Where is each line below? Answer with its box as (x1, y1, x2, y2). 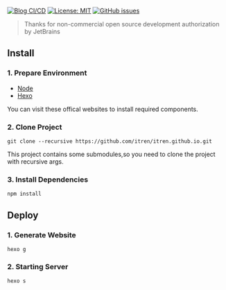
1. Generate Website (7, 230, 76, 239)
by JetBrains (24, 28, 60, 35)
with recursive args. (7, 157, 64, 166)
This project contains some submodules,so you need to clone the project (7, 150, 216, 158)
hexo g (7, 246, 26, 253)
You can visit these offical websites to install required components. (7, 105, 199, 113)
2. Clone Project (7, 122, 62, 132)
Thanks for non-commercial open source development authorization (24, 20, 220, 28)
